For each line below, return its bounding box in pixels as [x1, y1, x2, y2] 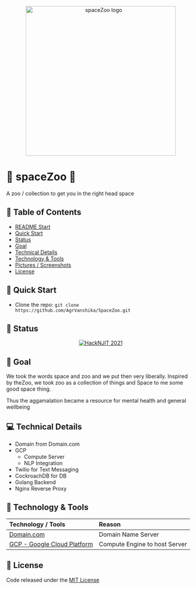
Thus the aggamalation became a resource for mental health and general [6, 397, 187, 404]
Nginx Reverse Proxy [14, 485, 67, 492]
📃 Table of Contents [6, 207, 82, 218]
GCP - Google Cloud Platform [9, 540, 94, 548]
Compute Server [23, 453, 65, 460]
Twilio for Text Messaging [14, 466, 79, 473]
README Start [14, 223, 51, 230]
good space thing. [6, 385, 52, 392]
